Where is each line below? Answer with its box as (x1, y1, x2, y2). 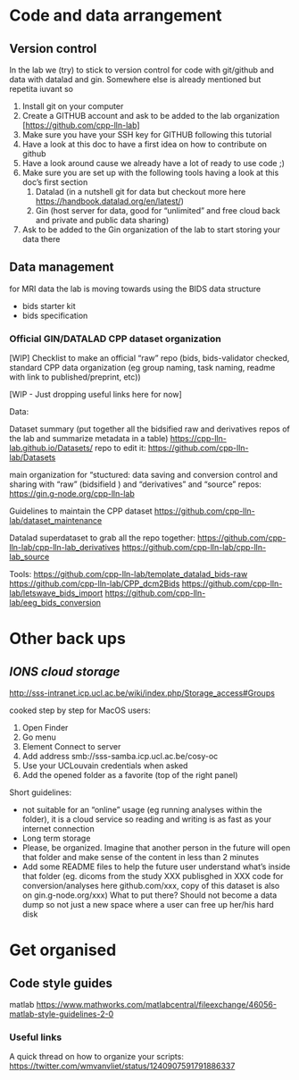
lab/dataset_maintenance (9, 515, 103, 526)
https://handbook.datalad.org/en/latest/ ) (35, 196, 185, 206)
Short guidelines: (9, 787, 72, 798)
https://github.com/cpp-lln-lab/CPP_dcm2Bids (9, 578, 180, 590)
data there (21, 234, 61, 244)
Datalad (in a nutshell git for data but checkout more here (35, 187, 246, 197)
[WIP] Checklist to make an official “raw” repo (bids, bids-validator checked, (9, 353, 290, 364)
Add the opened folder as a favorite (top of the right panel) (21, 770, 238, 781)
